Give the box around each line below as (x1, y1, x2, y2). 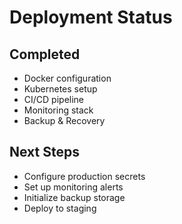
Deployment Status (9, 6, 173, 29)
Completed (9, 46, 81, 63)
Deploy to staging (23, 202, 97, 214)
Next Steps (9, 144, 80, 161)
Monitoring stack (23, 104, 94, 116)
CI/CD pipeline (23, 94, 85, 105)
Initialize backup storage (23, 191, 126, 203)
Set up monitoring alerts (23, 181, 124, 193)
